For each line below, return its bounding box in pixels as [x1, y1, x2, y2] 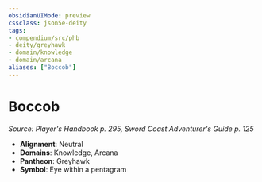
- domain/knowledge [8, 48, 73, 56]
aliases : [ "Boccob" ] [8, 64, 77, 72]
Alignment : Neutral [19, 139, 83, 149]
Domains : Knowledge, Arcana [19, 148, 118, 157]
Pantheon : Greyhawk [19, 156, 90, 165]
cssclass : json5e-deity [8, 19, 87, 27]
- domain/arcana [8, 56, 62, 64]
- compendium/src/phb [8, 33, 80, 42]
